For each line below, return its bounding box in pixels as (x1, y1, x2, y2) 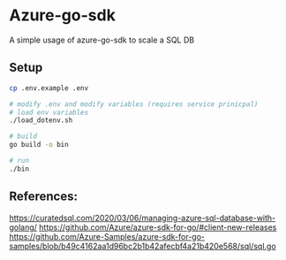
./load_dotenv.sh (9, 116, 73, 125)
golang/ (9, 222, 38, 233)
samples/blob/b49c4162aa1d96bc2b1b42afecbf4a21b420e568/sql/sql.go (9, 241, 276, 251)
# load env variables (9, 108, 89, 117)
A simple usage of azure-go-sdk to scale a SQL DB (9, 34, 195, 45)
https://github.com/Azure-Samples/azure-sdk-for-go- (9, 231, 206, 241)
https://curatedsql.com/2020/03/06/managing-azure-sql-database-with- (9, 212, 276, 223)
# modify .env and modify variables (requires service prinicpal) (9, 99, 259, 109)
